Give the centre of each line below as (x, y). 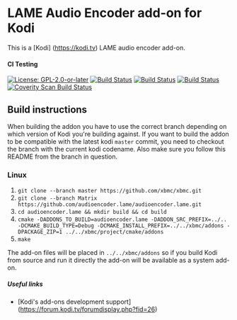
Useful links (25, 284)
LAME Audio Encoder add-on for (105, 13)
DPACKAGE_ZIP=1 (40, 232)
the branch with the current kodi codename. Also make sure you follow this (117, 149)
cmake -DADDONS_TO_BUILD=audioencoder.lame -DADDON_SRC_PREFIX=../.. (122, 220)
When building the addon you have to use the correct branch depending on (117, 126)
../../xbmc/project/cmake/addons (115, 232)
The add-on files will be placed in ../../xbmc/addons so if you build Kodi (112, 253)
